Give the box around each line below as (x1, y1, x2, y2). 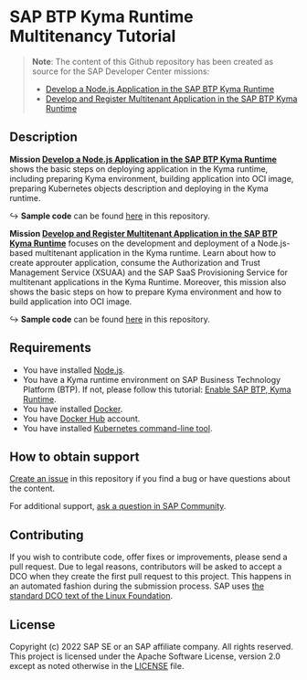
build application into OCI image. (9, 295, 132, 307)
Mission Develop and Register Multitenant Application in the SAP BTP (9, 228, 279, 239)
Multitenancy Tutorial (9, 26, 176, 47)
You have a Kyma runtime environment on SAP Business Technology (22, 374, 281, 385)
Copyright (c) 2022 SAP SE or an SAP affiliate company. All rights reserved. (9, 642, 294, 652)
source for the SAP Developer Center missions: (31, 66, 210, 77)
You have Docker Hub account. (22, 413, 141, 424)
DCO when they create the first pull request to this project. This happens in (9, 571, 291, 582)
